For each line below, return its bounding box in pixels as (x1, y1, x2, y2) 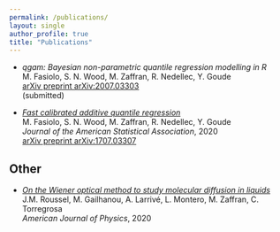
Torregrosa (21, 204, 64, 214)
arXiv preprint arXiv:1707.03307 (21, 135, 137, 146)
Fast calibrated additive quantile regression (21, 107, 181, 118)
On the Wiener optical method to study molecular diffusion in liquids (21, 185, 271, 196)
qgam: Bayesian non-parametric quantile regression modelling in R (21, 62, 268, 73)
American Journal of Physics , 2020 (21, 213, 152, 224)
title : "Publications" (9, 37, 93, 47)
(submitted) (21, 90, 64, 101)
